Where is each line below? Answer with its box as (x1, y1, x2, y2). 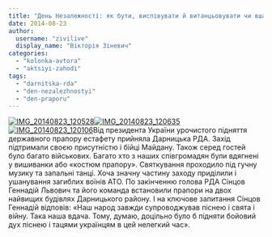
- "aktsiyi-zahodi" (15, 65, 82, 73)
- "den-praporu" (15, 95, 70, 103)
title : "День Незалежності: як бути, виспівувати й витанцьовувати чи (8, 11, 252, 20)
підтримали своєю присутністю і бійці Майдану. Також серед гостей (8, 142, 246, 152)
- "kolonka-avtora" (15, 57, 82, 66)
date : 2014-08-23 (8, 19, 67, 28)
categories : (8, 49, 49, 57)
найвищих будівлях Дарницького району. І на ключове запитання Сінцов (8, 194, 261, 204)
